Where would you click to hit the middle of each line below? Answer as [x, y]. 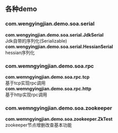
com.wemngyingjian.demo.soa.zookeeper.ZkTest [59, 119]
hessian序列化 [20, 53]
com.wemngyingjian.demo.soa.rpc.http [48, 88]
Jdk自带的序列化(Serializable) [36, 41]
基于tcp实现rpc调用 [26, 83]
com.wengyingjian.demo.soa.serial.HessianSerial [59, 47]
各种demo [21, 9]
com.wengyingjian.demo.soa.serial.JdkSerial [54, 35]
